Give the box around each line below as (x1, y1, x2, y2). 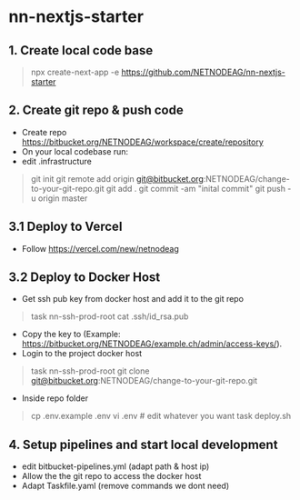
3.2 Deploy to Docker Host (8, 270, 161, 285)
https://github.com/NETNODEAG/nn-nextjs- (121, 66, 285, 77)
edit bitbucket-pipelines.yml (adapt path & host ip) (21, 461, 210, 472)
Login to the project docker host (21, 348, 143, 359)
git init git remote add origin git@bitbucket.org (30, 173, 204, 184)
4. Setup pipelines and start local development (8, 436, 278, 452)
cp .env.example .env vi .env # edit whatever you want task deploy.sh (30, 411, 292, 422)
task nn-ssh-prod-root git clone (30, 365, 150, 376)
